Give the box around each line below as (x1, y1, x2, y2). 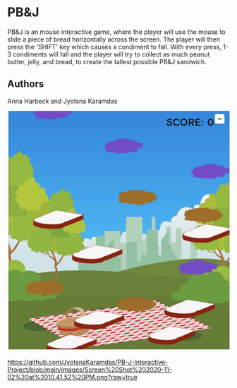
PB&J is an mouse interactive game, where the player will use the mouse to (7, 28, 226, 36)
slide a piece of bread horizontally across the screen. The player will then (7, 35, 221, 43)
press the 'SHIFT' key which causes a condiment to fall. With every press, (7, 42, 222, 51)
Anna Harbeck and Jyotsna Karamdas (7, 97, 118, 105)
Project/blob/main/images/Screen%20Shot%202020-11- (7, 365, 173, 374)
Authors (7, 78, 44, 90)
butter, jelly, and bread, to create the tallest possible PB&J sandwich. (7, 57, 207, 66)
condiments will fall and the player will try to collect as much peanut (13, 50, 210, 59)
